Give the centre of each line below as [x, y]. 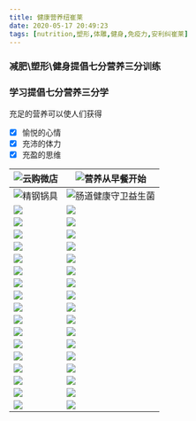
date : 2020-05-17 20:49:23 [59, 26]
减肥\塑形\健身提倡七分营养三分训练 [85, 66]
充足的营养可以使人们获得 [56, 113]
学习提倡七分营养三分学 [59, 92]
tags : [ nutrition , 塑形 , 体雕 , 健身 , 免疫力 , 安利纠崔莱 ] [99, 34]
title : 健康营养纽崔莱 [46, 17]
